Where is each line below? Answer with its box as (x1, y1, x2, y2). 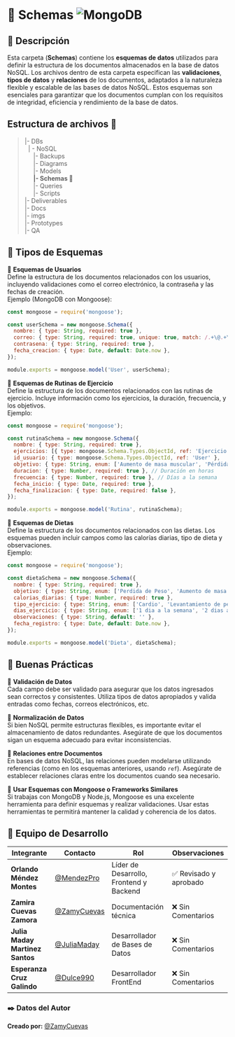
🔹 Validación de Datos (7, 677, 73, 685)
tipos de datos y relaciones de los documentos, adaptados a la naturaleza (7, 76, 222, 84)
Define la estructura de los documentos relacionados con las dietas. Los (7, 526, 215, 535)
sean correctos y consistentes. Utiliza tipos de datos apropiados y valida (7, 692, 217, 700)
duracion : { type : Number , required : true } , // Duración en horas (13, 467, 215, 474)
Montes (10, 882, 37, 892)
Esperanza (10, 964, 48, 974)
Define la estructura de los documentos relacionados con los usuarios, (7, 272, 211, 281)
